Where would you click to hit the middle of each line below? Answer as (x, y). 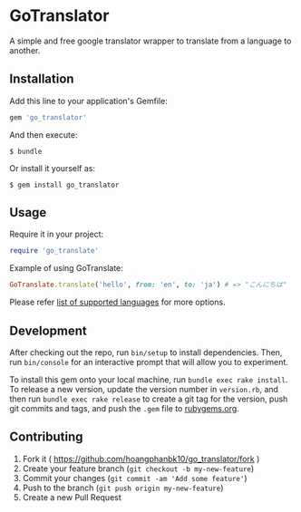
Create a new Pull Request (72, 497)
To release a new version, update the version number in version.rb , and (144, 389)
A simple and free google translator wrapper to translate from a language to (150, 41)
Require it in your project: (57, 234)
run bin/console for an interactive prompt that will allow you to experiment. (149, 362)
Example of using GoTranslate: (67, 268)
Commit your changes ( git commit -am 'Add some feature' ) (135, 478)
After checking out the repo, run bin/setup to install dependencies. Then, (146, 353)
